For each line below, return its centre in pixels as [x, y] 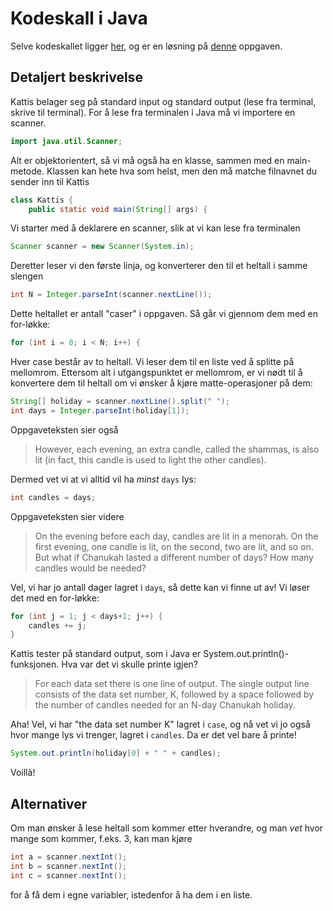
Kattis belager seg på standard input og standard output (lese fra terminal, [163, 101]
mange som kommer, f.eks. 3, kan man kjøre [101, 838]
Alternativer [49, 803]
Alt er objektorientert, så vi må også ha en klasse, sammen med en [147, 160]
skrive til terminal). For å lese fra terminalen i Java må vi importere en [153, 112]
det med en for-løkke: [55, 598]
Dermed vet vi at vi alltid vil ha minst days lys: [103, 479]
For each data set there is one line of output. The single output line [172, 684]
